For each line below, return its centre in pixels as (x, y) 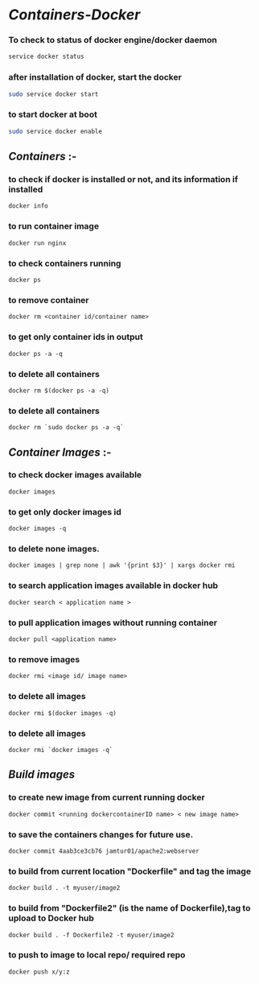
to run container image (53, 226)
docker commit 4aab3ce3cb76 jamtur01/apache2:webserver (104, 851)
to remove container (49, 300)
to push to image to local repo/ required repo (97, 955)
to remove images (44, 659)
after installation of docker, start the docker (95, 77)
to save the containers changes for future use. (101, 834)
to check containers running (65, 263)
